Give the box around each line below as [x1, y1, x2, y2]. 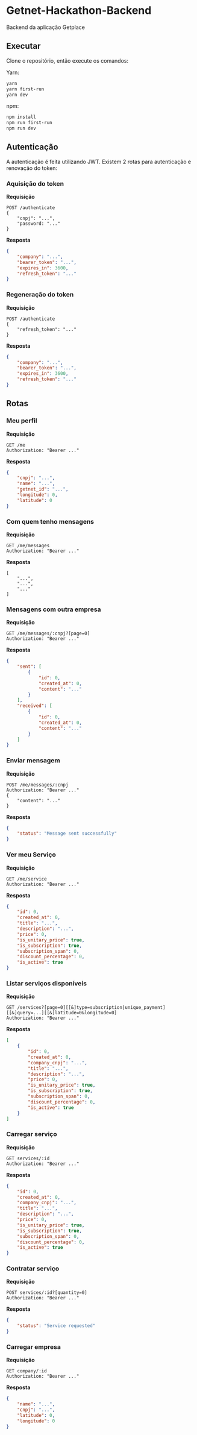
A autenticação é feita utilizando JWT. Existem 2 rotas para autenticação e [6, 158, 192, 165]
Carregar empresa [6, 1342, 61, 1351]
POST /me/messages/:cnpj [6, 782, 69, 788]
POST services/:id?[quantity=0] [6, 1290, 87, 1296]
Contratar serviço [6, 1264, 60, 1273]
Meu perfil [6, 416, 37, 425]
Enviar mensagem [6, 756, 60, 765]
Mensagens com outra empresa [6, 605, 101, 614]
